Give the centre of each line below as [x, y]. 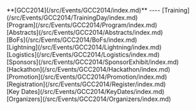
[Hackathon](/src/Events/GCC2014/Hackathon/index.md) [89, 69]
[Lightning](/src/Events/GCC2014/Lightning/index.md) [84, 47]
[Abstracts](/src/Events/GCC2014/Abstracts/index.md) [85, 32]
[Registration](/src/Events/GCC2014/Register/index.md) [86, 84]
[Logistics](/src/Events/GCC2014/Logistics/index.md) [83, 55]
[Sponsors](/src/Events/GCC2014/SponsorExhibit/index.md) [93, 62]
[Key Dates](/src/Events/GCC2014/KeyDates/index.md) [85, 92]
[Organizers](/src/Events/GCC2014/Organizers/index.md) [89, 99]
